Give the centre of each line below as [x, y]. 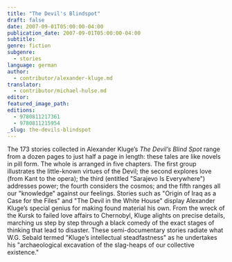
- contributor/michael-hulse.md [60, 91]
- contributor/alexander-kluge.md [63, 78]
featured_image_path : [38, 104]
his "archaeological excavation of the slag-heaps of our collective [101, 245]
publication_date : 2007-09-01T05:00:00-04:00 [74, 33]
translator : [24, 85]
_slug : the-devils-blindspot [49, 130]
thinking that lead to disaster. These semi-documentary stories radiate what [115, 230]
